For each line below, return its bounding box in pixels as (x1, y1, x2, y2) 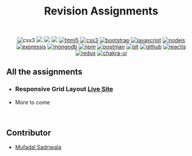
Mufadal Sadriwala (14, 143, 62, 151)
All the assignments (6, 67, 83, 77)
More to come (14, 98, 50, 106)
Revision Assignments (44, 4, 158, 18)
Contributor (6, 128, 51, 138)
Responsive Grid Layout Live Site (14, 85, 113, 93)
